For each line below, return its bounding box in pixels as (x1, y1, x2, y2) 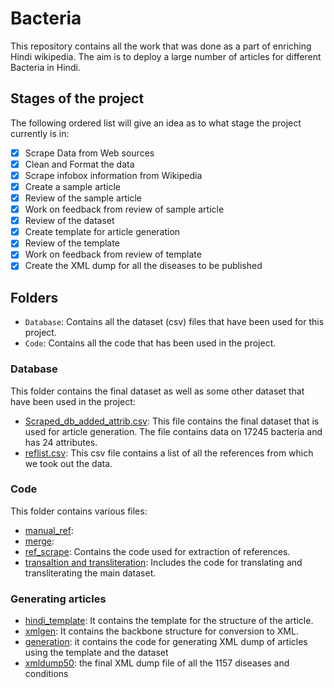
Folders (10, 289, 59, 306)
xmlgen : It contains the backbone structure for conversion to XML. (24, 625, 299, 637)
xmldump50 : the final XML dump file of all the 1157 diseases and (24, 657, 290, 669)
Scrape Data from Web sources (24, 147, 155, 159)
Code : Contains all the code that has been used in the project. (24, 337, 277, 349)
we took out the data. (24, 457, 113, 469)
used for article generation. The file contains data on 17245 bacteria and (24, 425, 323, 437)
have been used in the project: (10, 395, 136, 407)
